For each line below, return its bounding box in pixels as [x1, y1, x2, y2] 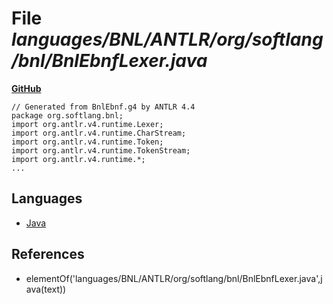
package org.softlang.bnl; [11, 110, 124, 121]
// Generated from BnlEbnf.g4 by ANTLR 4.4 [11, 102, 196, 112]
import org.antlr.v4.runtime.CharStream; [11, 128, 187, 138]
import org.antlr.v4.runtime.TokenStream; [11, 145, 191, 156]
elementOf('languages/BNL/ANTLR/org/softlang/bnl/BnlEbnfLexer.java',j [25, 272, 323, 284]
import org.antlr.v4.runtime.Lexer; [11, 119, 164, 129]
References [11, 246, 85, 263]
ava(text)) [25, 283, 67, 295]
